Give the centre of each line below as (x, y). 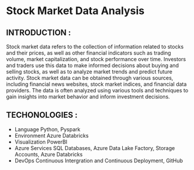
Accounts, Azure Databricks (48, 154)
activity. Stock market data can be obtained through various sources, (90, 78)
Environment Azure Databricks (52, 135)
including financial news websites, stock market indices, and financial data (96, 84)
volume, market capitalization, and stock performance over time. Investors (96, 59)
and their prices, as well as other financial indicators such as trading (89, 53)
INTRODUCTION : (39, 33)
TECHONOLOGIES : (42, 115)
